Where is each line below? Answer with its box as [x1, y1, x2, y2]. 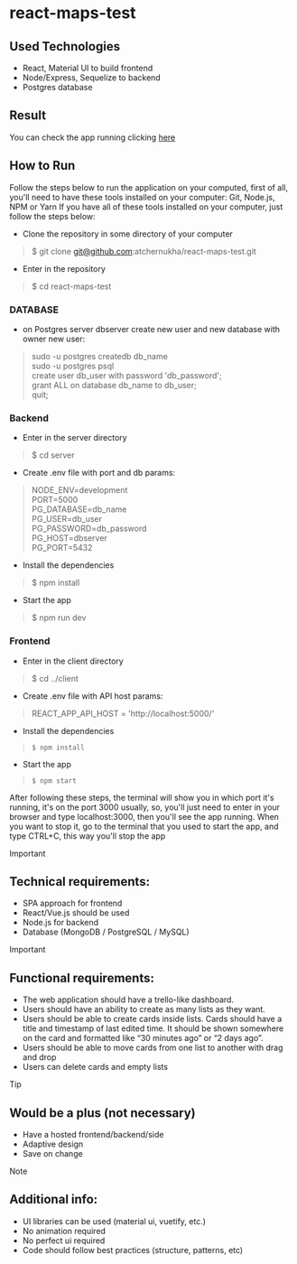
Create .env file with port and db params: [22, 468, 176, 479]
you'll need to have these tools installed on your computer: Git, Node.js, [9, 191, 275, 202]
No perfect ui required [22, 1235, 106, 1246]
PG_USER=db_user [31, 514, 102, 525]
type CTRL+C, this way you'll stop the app [9, 830, 166, 841]
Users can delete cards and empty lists [22, 1062, 169, 1073]
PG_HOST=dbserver [31, 533, 108, 544]
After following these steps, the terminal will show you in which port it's [9, 792, 274, 803]
